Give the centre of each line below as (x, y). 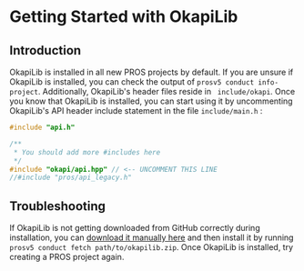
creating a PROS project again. (67, 257)
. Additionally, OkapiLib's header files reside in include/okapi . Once (167, 91)
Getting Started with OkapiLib (124, 17)
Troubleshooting (58, 206)
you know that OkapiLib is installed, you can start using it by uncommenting (151, 101)
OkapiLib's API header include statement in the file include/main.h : (136, 110)
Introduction (46, 50)
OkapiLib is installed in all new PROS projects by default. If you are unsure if (152, 72)
